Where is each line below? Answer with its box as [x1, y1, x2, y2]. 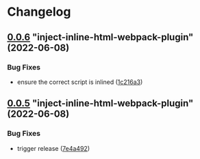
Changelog [7, 4, 71, 20]
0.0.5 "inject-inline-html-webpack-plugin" [7, 98, 194, 109]
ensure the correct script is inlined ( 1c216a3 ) [16, 78, 143, 86]
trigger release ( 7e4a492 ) [16, 144, 90, 152]
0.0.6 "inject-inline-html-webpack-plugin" [7, 31, 194, 43]
